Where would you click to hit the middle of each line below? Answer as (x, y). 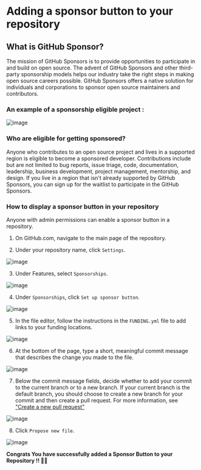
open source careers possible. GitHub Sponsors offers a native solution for (100, 81)
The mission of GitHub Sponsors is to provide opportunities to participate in (101, 61)
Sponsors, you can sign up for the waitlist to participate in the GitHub (93, 184)
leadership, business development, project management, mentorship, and (99, 171)
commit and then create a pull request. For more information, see (96, 400)
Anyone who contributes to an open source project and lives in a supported (101, 152)
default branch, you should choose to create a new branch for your (99, 394)
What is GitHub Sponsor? (55, 47)
